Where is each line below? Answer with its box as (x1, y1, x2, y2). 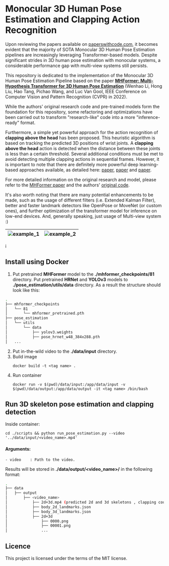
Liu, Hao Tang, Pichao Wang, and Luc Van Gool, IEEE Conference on (5, 88, 147, 94)
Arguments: (5, 446, 31, 452)
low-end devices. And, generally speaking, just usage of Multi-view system (5, 213, 161, 219)
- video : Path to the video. (5, 457, 75, 462)
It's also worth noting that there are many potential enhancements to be (5, 192, 153, 198)
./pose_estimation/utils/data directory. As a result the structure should (12, 282, 161, 288)
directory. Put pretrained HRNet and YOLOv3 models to (12, 276, 128, 282)
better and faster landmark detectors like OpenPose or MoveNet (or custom (5, 202, 162, 208)
